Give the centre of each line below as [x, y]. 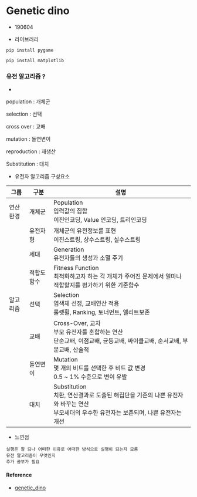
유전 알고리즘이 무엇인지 [31, 456]
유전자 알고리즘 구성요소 [42, 177]
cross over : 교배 [26, 127]
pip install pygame [30, 50]
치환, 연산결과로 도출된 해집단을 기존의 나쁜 [110, 395]
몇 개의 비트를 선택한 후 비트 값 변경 [100, 368]
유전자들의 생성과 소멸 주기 [88, 258]
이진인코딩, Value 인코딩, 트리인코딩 [100, 220]
